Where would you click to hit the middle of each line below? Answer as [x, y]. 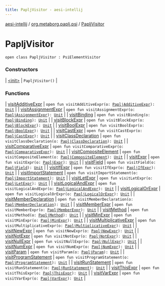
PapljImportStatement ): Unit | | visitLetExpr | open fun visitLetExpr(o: [79, 178]
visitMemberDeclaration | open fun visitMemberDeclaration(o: [69, 199]
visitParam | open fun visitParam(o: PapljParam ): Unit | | [65, 252]
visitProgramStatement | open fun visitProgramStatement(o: [67, 257]
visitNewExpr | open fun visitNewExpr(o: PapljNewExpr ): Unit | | [72, 231]
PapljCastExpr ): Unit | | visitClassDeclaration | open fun [63, 136]
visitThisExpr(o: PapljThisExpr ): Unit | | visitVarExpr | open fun [73, 273]
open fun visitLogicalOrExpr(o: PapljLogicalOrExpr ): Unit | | [70, 194]
